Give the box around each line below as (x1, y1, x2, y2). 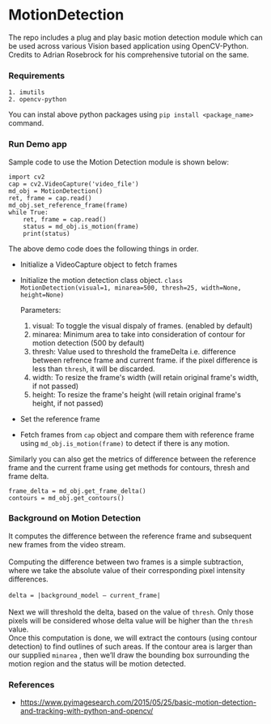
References (8, 679, 55, 690)
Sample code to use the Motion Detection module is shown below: (8, 156, 229, 167)
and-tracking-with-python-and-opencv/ (19, 706, 154, 716)
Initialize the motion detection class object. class (19, 275, 184, 285)
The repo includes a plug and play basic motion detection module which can (8, 32, 263, 42)
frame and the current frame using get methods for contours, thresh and (8, 462, 250, 472)
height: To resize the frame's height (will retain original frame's (32, 389, 241, 399)
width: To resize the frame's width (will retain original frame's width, (32, 372, 259, 382)
